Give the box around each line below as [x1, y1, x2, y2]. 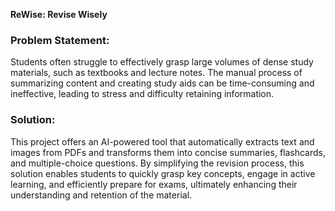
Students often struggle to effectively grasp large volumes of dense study [10, 56, 314, 68]
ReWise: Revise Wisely [10, 9, 108, 20]
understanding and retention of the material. [10, 189, 193, 201]
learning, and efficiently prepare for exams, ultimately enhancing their [10, 178, 298, 190]
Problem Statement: [10, 33, 110, 47]
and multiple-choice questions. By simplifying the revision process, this [10, 157, 305, 169]
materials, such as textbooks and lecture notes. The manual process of [10, 67, 303, 79]
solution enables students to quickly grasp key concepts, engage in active [10, 167, 316, 179]
